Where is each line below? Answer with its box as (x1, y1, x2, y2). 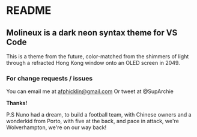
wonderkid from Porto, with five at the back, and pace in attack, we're (6, 118, 179, 125)
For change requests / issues (6, 74, 93, 82)
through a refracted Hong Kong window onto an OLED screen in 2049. (6, 59, 180, 66)
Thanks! (6, 100, 28, 107)
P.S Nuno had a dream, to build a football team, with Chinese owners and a (6, 111, 192, 118)
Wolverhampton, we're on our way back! (6, 124, 107, 131)
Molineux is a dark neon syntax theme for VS (6, 28, 178, 38)
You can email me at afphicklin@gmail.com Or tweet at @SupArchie (6, 88, 174, 95)
